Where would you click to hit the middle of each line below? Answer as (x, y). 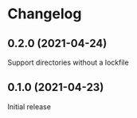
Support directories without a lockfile (68, 62)
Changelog (45, 14)
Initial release (29, 106)
